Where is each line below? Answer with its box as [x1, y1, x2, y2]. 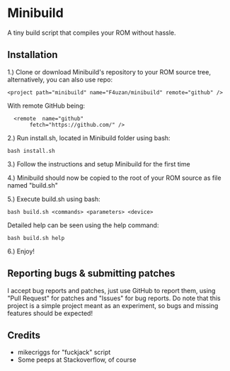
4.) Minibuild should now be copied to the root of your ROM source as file [7, 173, 222, 182]
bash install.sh [7, 147, 55, 154]
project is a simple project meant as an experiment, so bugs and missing [7, 301, 219, 309]
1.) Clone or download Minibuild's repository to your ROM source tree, [7, 67, 211, 76]
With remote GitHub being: [7, 101, 86, 110]
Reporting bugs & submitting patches [7, 268, 176, 280]
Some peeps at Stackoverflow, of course [17, 355, 137, 364]
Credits [7, 329, 41, 341]
